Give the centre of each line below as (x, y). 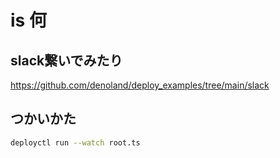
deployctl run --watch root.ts (75, 142)
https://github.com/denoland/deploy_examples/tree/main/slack (140, 85)
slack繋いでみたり (66, 60)
